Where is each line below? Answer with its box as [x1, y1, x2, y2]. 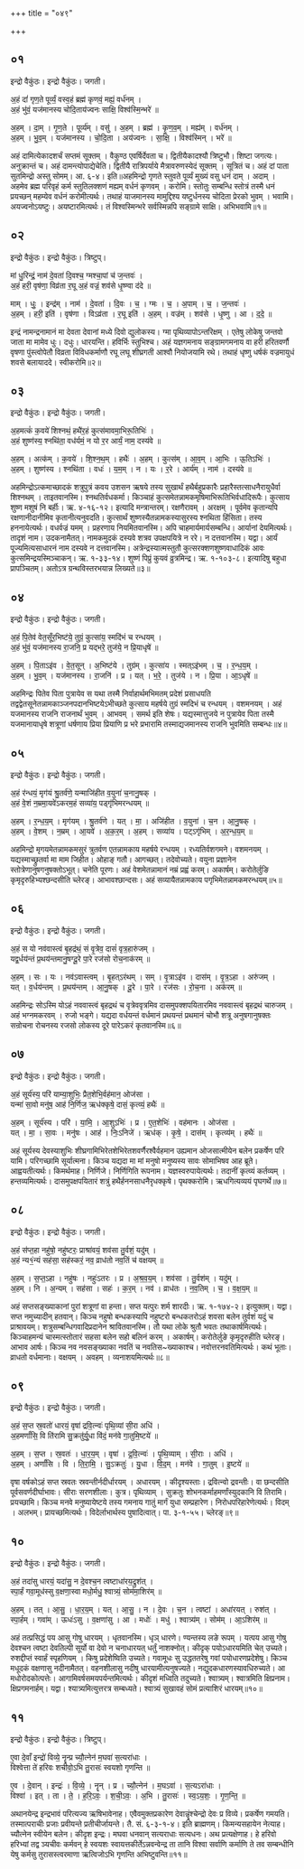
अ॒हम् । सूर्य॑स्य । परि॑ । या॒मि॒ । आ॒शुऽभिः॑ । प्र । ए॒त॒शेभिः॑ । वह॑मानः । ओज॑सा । [10, 1117, 236, 1128]
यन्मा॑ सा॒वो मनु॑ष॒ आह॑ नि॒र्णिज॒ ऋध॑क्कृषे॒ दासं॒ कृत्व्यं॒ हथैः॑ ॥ [10, 1099, 165, 1110]
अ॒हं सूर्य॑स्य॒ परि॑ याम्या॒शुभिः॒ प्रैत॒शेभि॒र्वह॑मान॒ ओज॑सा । [10, 1088, 152, 1100]
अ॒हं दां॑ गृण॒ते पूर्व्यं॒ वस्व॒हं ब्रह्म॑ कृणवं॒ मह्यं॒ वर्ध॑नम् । [10, 94, 143, 105]
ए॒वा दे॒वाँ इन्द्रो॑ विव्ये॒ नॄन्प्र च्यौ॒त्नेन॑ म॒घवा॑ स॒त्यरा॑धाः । [10, 1752, 148, 1762]
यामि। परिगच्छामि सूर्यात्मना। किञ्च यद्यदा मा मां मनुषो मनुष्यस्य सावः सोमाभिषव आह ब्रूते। [10, 1155, 259, 1166]
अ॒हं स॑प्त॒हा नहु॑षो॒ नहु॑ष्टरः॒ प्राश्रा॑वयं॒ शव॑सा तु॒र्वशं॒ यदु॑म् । [10, 1244, 157, 1255]
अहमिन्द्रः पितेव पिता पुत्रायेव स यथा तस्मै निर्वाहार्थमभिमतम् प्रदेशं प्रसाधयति [10, 688, 211, 699]
